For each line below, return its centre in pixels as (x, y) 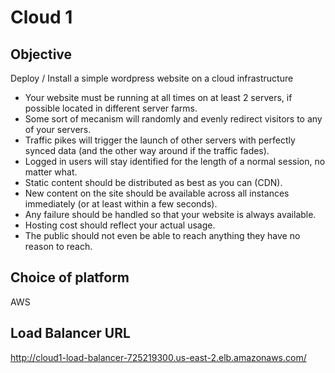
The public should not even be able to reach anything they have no (162, 235)
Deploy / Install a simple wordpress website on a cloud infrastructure (152, 78)
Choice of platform (70, 277)
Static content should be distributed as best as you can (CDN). (153, 182)
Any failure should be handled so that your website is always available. (170, 214)
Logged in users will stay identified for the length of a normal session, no (175, 161)
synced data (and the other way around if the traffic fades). (147, 150)
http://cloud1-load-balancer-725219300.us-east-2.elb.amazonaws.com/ (158, 357)
